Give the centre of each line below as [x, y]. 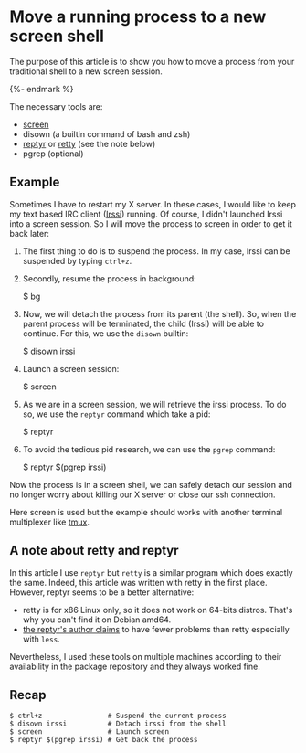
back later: [30, 233]
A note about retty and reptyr [95, 551]
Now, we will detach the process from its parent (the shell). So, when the [159, 313]
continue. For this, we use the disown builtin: [106, 333]
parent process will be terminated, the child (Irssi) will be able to [143, 323]
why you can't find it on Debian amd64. [97, 620]
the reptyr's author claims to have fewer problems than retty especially [156, 629]
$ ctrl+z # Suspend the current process [118, 716]
